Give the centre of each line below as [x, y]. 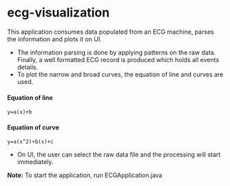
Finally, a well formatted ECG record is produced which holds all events [118, 59]
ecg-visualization [59, 13]
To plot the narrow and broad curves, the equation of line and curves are [120, 74]
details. [28, 67]
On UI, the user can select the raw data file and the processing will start [119, 155]
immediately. [35, 162]
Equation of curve [33, 127]
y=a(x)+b [20, 112]
